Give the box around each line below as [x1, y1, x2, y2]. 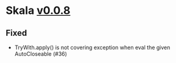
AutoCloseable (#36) [14, 50, 68, 58]
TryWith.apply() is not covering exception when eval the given [14, 44, 171, 51]
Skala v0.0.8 [5, 4, 71, 18]
